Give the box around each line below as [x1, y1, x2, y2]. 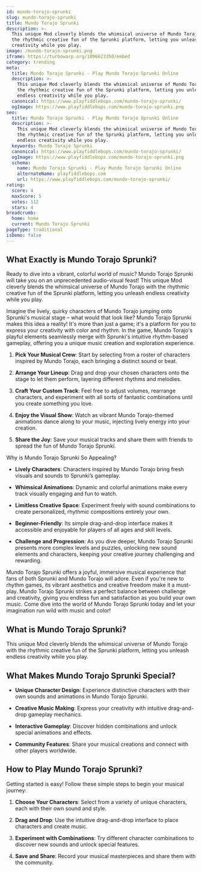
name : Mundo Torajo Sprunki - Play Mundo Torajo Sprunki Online [17, 165, 182, 171]
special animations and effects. [14, 729, 93, 736]
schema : [11, 160, 31, 166]
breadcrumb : [6, 210, 36, 216]
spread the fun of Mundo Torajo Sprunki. [14, 442, 116, 450]
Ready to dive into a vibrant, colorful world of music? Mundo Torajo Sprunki [6, 270, 194, 278]
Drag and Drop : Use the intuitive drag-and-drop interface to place [14, 816, 179, 823]
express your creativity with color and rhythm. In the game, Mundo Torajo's [6, 327, 193, 334]
